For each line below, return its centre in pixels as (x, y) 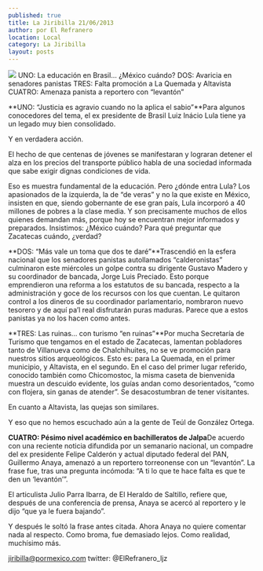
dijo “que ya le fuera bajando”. (57, 511)
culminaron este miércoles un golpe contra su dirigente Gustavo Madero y (128, 268)
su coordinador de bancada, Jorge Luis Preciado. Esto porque (109, 276)
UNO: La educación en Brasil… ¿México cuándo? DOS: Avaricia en (125, 75)
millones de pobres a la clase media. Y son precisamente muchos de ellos (128, 211)
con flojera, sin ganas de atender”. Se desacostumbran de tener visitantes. (129, 392)
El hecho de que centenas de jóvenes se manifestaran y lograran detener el (130, 154)
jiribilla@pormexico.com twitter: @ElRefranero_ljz (88, 558)
